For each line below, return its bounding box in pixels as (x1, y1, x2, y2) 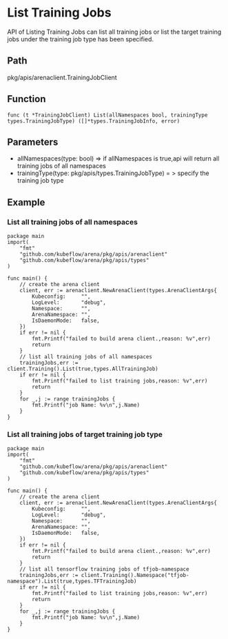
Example (7, 196, 45, 208)
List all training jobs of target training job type (7, 429, 163, 439)
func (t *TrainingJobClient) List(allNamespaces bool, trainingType (7, 112, 208, 119)
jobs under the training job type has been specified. (7, 34, 154, 43)
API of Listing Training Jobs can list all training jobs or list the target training (7, 28, 222, 36)
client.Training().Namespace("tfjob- (81, 572, 189, 579)
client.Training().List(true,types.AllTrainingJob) (7, 365, 158, 373)
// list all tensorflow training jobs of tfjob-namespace (19, 566, 189, 573)
